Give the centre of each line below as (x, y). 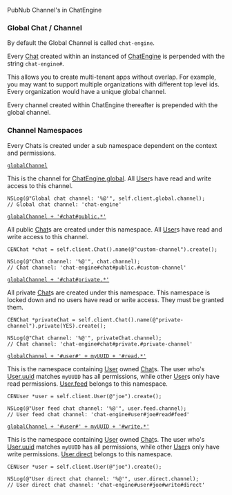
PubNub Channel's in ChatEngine (55, 10)
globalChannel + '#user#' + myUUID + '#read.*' (77, 356)
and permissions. (32, 153)
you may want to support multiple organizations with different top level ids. (113, 84)
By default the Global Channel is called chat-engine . (81, 43)
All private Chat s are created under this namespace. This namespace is (109, 292)
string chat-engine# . (36, 64)
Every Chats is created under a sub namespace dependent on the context (112, 145)
